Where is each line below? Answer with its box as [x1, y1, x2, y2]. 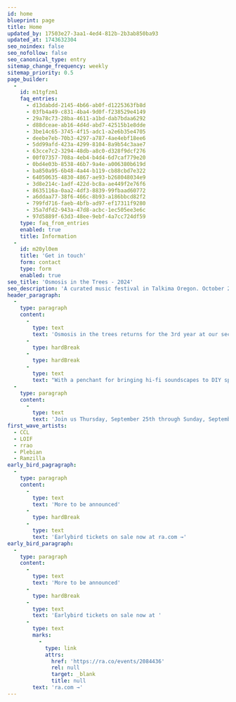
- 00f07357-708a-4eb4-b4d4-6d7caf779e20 [25, 154, 146, 162]
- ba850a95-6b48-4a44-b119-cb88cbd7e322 [25, 167, 146, 174]
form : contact [20, 259, 61, 266]
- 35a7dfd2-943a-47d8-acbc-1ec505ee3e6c [25, 207, 146, 214]
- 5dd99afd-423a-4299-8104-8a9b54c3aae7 [25, 141, 146, 148]
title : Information [20, 233, 77, 240]
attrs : [44, 651, 65, 658]
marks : [32, 632, 52, 639]
